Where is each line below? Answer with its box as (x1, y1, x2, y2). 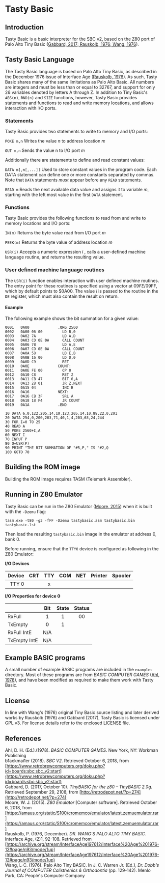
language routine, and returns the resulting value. (5, 254, 105, 260)
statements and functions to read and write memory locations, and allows (5, 100, 154, 106)
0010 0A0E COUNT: (5, 364, 71, 369)
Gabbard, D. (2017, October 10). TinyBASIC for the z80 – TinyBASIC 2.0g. (5, 784, 153, 790)
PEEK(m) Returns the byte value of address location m (5, 239, 113, 245)
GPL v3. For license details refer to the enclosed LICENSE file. (5, 720, 130, 726)
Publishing (5, 752, 27, 758)
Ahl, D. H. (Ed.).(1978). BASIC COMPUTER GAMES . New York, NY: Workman (5, 747, 158, 753)
